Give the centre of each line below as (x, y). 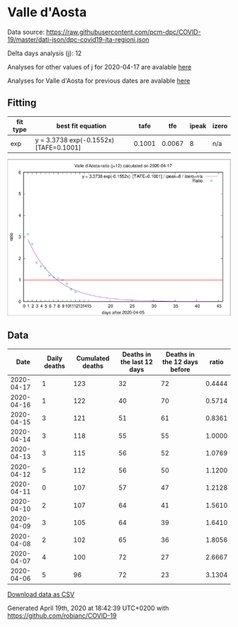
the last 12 (137, 362)
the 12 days (180, 362)
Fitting (22, 103)
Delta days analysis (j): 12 (45, 53)
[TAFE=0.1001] (58, 147)
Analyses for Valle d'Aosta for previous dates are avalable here (99, 80)
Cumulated (93, 358)
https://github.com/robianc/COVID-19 (62, 615)
